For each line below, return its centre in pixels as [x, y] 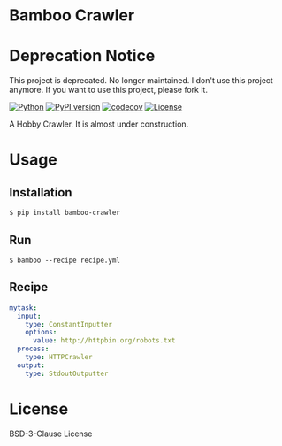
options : [41, 333]
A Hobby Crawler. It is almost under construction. [99, 124]
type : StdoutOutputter [67, 373]
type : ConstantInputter [69, 324]
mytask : [23, 308]
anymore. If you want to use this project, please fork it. [108, 90]
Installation [41, 192]
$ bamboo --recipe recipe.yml [65, 260]
